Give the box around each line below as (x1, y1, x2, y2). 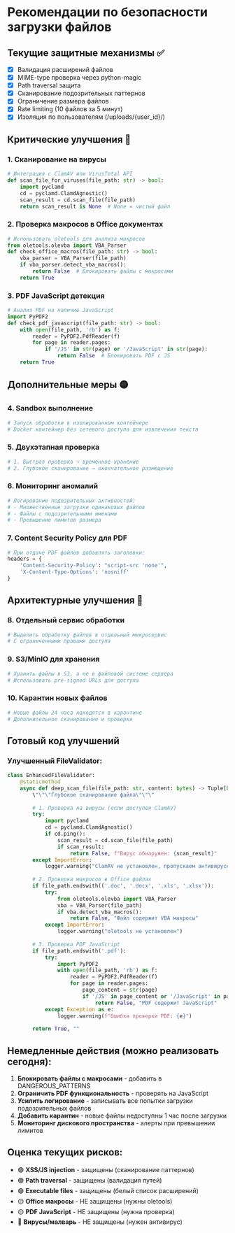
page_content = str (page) (82, 987, 158, 994)
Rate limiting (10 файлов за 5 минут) (17, 105, 123, 113)
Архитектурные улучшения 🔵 (7, 594, 143, 606)
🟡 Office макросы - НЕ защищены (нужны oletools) (17, 1197, 173, 1205)
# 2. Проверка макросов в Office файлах (32, 876, 152, 883)
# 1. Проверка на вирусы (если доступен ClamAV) (32, 804, 177, 811)
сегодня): (7, 1055, 52, 1067)
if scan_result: (57, 843, 105, 850)
